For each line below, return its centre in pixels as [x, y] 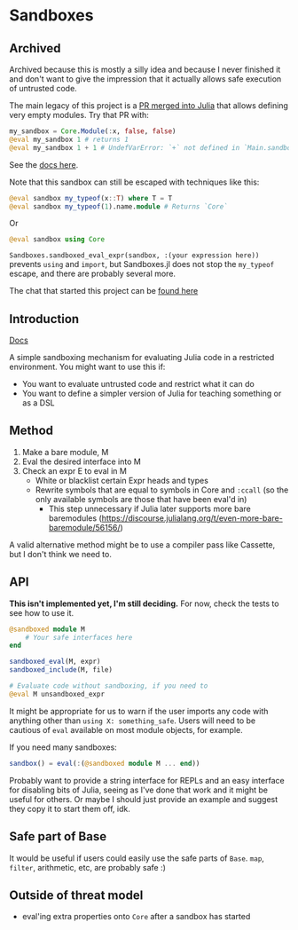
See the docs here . [44, 164]
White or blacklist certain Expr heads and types [122, 480]
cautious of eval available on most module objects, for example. [126, 729]
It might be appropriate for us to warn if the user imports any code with [139, 711]
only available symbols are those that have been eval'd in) [141, 499]
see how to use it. [42, 612]
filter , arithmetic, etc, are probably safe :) [88, 867]
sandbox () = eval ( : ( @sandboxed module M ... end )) [105, 763]
